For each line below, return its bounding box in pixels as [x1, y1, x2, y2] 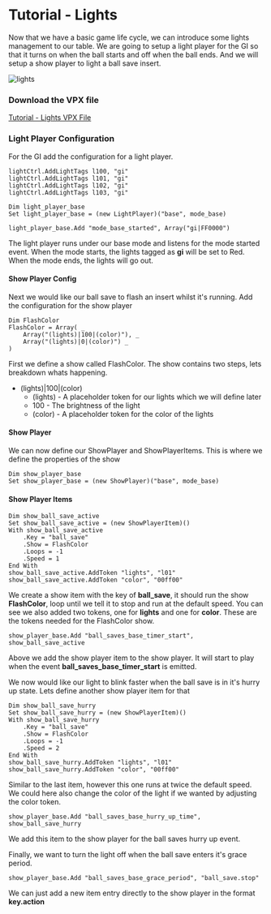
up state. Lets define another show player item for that [8, 686, 191, 696]
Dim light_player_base [8, 203, 85, 211]
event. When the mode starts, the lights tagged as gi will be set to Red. [8, 247, 245, 256]
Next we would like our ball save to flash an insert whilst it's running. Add [8, 292, 253, 302]
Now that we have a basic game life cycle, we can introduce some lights [8, 32, 250, 42]
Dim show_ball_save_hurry [8, 702, 96, 710]
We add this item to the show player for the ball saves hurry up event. [8, 834, 241, 844]
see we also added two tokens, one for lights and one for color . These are [8, 607, 257, 617]
